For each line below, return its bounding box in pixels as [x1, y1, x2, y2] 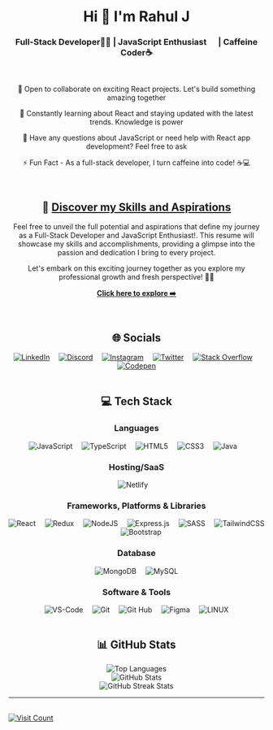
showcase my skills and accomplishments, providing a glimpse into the [17, 239, 256, 249]
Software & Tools [102, 586, 171, 597]
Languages [113, 423, 160, 434]
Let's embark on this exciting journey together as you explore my [28, 263, 245, 273]
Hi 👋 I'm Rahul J [83, 7, 190, 26]
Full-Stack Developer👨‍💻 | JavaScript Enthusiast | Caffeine [15, 37, 258, 48]
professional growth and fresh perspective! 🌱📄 [58, 272, 214, 282]
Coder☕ [120, 47, 153, 59]
